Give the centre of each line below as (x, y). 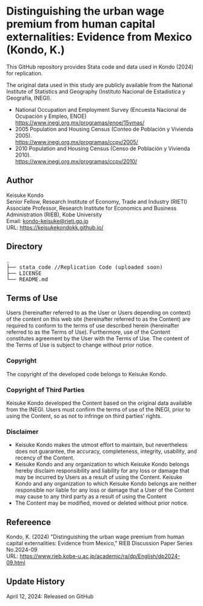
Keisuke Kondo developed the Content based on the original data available (99, 403)
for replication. (25, 73)
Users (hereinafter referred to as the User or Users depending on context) (98, 313)
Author (20, 181)
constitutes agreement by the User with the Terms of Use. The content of (98, 339)
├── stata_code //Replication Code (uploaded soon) (85, 267)
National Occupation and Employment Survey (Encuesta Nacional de (101, 109)
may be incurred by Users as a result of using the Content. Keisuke (99, 477)
